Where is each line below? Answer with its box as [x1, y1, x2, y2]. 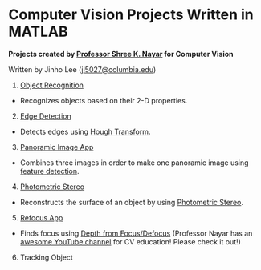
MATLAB [8, 22, 68, 41]
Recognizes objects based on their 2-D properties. [19, 95, 188, 105]
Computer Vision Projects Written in [8, 6, 255, 24]
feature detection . [19, 166, 80, 175]
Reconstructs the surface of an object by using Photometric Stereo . [19, 197, 243, 207]
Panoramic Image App [19, 142, 94, 151]
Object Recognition [19, 80, 84, 90]
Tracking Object [19, 252, 74, 262]
